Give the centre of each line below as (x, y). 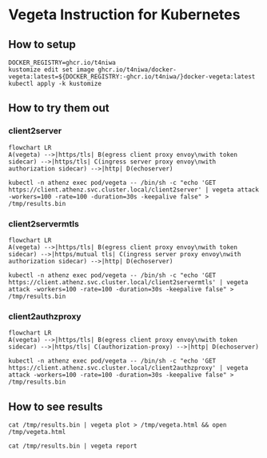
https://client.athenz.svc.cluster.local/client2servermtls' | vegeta (128, 282)
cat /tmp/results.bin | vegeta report (73, 446)
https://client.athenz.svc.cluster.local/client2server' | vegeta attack (134, 190)
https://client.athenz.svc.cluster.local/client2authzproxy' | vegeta (128, 368)
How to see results (56, 406)
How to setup (42, 44)
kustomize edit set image (51, 70)
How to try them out (59, 108)
